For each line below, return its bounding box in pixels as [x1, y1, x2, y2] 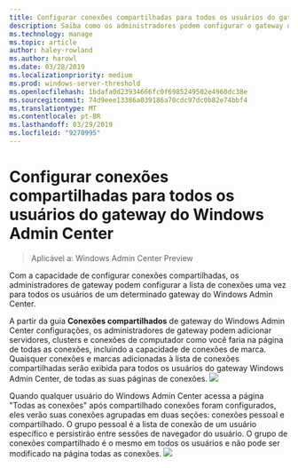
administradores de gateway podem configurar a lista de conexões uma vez [9, 279, 286, 290]
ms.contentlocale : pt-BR [9, 112, 101, 121]
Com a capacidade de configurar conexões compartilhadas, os [9, 270, 239, 281]
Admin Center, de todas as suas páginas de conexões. [9, 373, 208, 384]
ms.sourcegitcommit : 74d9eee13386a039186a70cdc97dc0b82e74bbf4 [9, 95, 248, 105]
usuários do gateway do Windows [9, 205, 264, 225]
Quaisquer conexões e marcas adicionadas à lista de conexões [9, 353, 239, 364]
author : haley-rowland [9, 46, 93, 55]
